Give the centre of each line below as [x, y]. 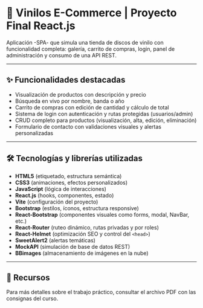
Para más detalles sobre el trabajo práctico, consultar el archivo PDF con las [101, 292]
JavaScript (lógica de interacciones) [61, 189]
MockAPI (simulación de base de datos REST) [72, 246]
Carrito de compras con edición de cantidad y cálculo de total [92, 107]
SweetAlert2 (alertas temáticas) [55, 240]
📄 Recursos [28, 278]
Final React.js [41, 26]
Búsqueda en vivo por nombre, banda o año [70, 101]
